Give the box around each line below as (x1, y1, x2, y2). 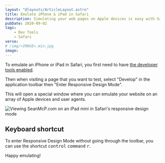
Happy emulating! (5, 153, 41, 159)
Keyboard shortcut (5, 125, 64, 133)
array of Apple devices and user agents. (5, 96, 86, 102)
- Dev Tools (14, 30, 38, 35)
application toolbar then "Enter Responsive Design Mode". (5, 81, 123, 87)
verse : (5, 39, 19, 44)
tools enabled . (5, 67, 34, 72)
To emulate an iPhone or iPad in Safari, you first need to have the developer (5, 62, 158, 68)
